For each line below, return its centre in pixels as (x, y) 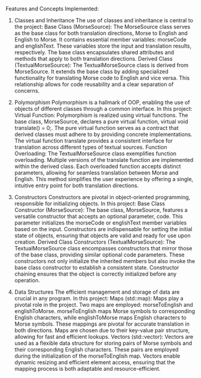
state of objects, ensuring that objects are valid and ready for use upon (102, 235)
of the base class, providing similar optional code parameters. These (99, 255)
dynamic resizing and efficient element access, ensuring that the (94, 362)
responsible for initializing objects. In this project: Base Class (90, 203)
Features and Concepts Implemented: (52, 9)
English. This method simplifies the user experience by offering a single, (104, 179)
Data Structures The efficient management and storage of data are (97, 292)
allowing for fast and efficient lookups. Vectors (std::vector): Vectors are (104, 337)
